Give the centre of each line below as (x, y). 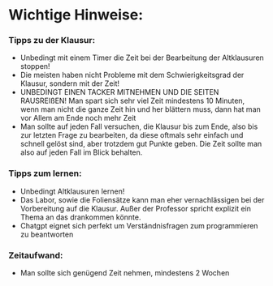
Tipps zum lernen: (45, 173)
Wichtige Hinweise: (76, 15)
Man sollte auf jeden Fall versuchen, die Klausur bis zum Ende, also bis (139, 126)
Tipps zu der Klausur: (52, 41)
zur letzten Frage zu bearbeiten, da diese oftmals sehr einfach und (132, 135)
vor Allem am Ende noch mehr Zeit (78, 118)
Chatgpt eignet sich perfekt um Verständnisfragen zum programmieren (139, 225)
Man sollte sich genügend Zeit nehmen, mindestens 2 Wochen (125, 273)
